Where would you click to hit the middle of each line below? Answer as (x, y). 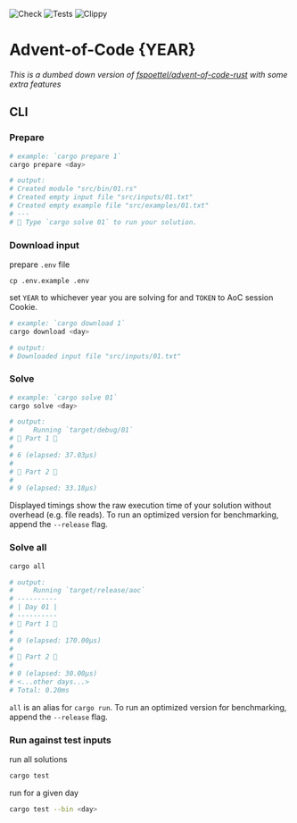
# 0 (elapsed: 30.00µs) (54, 674)
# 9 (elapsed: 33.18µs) (54, 488)
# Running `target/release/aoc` (77, 591)
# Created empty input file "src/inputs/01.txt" (101, 197)
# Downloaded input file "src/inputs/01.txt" (95, 356)
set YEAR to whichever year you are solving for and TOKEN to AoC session (141, 297)
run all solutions (38, 760)
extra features (35, 84)
